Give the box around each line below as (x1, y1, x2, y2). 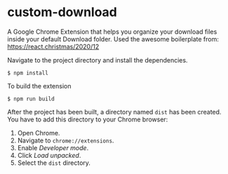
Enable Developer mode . (17, 143, 89, 152)
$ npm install (7, 69, 49, 76)
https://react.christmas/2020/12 (7, 42, 100, 51)
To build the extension (7, 81, 72, 90)
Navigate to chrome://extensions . (17, 136, 114, 145)
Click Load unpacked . (17, 151, 81, 159)
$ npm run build (7, 95, 55, 102)
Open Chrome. (17, 128, 60, 137)
